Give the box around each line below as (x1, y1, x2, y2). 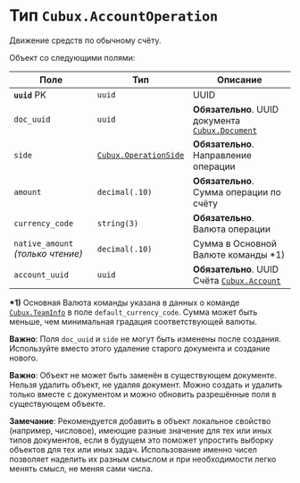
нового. (9, 352, 38, 363)
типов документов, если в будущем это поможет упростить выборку (9, 435, 274, 445)
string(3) (96, 218, 139, 228)
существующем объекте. (9, 398, 105, 409)
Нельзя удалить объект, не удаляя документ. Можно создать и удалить (9, 379, 283, 390)
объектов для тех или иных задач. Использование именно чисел (9, 444, 257, 454)
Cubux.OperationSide (96, 149, 185, 160)
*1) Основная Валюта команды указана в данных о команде (9, 297, 240, 308)
